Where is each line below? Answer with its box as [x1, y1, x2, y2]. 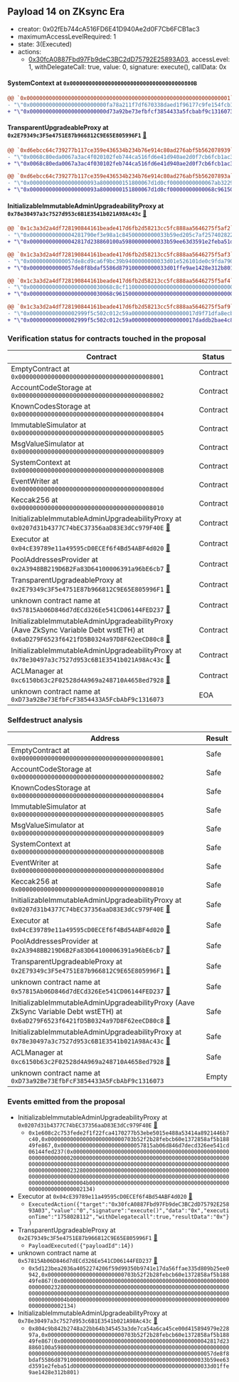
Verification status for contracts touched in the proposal [7, 333, 206, 343]
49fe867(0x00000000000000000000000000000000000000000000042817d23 [28, 1337, 230, 1345]
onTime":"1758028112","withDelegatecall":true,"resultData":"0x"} [28, 1213, 230, 1220]
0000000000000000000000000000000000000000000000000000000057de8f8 [28, 1350, 230, 1357]
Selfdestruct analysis [7, 715, 83, 725]
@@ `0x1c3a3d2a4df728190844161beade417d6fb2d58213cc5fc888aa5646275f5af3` [7, 251, 234, 258]
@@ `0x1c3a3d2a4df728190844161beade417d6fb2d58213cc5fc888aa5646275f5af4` [7, 277, 234, 285]
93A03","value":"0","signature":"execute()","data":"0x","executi [28, 1207, 230, 1214]
